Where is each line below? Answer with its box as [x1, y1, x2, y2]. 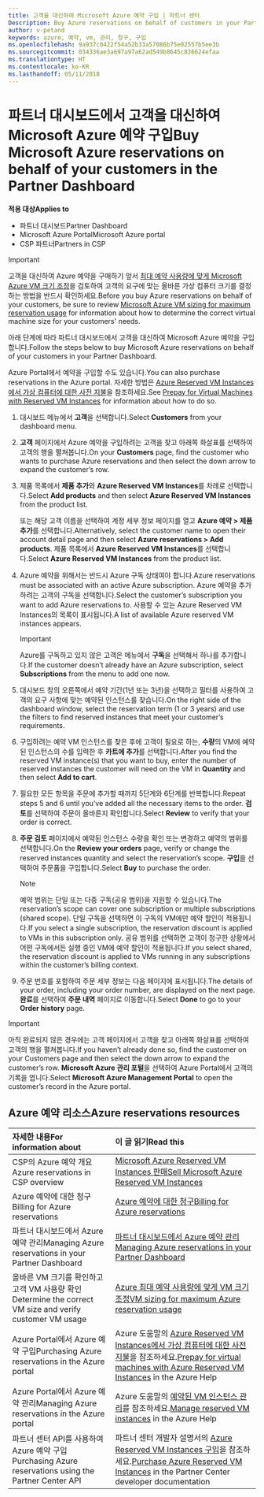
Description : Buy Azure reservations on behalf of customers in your [8, 19, 241, 27]
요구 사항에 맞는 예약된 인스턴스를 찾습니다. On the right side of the [34, 695, 241, 704]
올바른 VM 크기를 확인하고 [12, 1272, 104, 1283]
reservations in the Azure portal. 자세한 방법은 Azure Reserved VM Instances [8, 377, 254, 387]
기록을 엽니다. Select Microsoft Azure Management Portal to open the [8, 1072, 233, 1082]
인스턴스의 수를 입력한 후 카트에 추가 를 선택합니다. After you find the [27, 746, 237, 756]
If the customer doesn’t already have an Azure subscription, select [27, 659, 244, 670]
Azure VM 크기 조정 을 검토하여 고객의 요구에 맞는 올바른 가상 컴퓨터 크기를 [8, 280, 237, 290]
